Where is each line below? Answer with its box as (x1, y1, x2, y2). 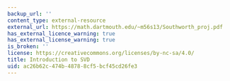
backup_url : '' (7, 10, 52, 18)
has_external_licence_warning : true (7, 30, 115, 37)
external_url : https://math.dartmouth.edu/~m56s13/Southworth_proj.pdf (7, 23, 223, 30)
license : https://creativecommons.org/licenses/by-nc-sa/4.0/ (7, 50, 195, 57)
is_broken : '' (7, 43, 50, 50)
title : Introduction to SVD (7, 56, 91, 63)
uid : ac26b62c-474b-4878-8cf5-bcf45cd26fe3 (7, 63, 138, 70)
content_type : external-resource (7, 17, 106, 24)
